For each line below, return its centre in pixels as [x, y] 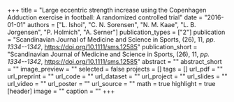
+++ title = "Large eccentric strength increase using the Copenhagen [107, 10]
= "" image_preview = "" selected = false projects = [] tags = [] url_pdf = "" [115, 69]
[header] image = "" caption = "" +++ [61, 91]
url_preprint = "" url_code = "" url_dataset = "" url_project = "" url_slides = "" [117, 76]
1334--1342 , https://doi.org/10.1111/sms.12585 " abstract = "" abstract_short [115, 61]
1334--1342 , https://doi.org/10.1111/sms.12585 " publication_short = [102, 47]
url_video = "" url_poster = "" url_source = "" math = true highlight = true [111, 84]
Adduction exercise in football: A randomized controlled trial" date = [105, 17]
